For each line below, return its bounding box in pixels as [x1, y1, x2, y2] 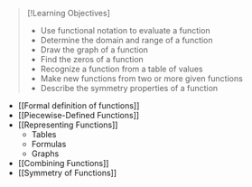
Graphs [31, 148, 60, 159]
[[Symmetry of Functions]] [17, 167, 117, 178]
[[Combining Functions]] [17, 158, 109, 168]
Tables [31, 129, 57, 139]
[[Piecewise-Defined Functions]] [17, 110, 140, 120]
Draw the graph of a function [40, 44, 149, 55]
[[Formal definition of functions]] [17, 100, 140, 111]
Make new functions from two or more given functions [40, 73, 244, 84]
